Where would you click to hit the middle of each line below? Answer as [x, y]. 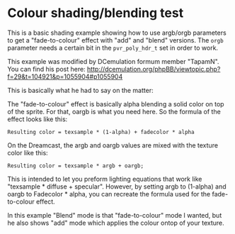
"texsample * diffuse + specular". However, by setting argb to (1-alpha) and [117, 186]
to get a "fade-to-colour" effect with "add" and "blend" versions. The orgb [116, 40]
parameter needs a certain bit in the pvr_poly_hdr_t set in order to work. [113, 48]
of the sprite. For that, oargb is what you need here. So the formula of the [114, 111]
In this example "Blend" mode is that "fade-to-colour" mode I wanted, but [115, 215]
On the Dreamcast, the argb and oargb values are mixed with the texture [113, 145]
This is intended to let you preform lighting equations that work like [105, 179]
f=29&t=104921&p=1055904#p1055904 [65, 77]
